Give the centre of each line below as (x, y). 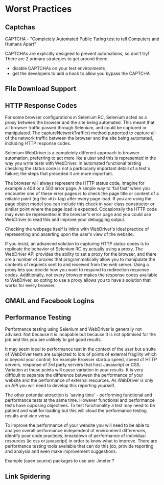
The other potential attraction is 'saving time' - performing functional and (79, 395)
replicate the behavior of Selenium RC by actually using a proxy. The (74, 249)
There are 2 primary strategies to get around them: (56, 59)
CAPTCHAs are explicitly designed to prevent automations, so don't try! (77, 53)
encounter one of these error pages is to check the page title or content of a (82, 194)
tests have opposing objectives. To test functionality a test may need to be (80, 406)
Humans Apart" (21, 44)
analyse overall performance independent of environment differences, (76, 431)
